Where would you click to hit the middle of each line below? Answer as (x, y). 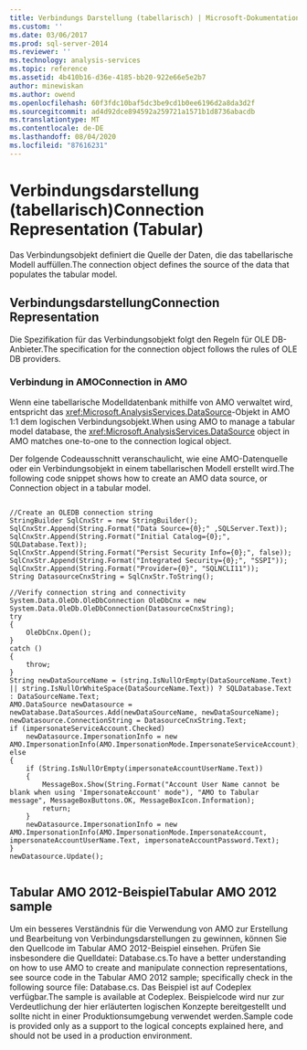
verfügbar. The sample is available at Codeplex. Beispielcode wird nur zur (147, 996)
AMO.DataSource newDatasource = (71, 705)
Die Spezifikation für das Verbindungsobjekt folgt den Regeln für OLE (140, 339)
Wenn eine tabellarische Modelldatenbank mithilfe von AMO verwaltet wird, (151, 402)
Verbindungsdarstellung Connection (115, 303)
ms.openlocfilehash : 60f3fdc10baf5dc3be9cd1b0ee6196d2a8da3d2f (132, 103)
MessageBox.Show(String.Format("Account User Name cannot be (161, 784)
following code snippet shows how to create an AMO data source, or (138, 478)
